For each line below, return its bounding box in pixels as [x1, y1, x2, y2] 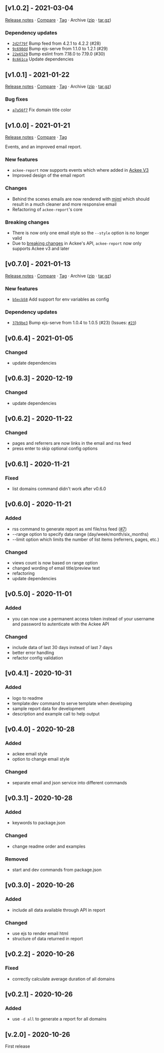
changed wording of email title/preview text [12, 565, 100, 571]
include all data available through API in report [12, 907, 105, 913]
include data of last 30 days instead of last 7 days [12, 645, 113, 650]
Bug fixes [5, 95, 28, 102]
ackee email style [12, 751, 48, 757]
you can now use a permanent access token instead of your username [12, 616, 155, 621]
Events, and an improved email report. [5, 144, 82, 150]
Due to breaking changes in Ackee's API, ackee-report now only [12, 240, 142, 246]
